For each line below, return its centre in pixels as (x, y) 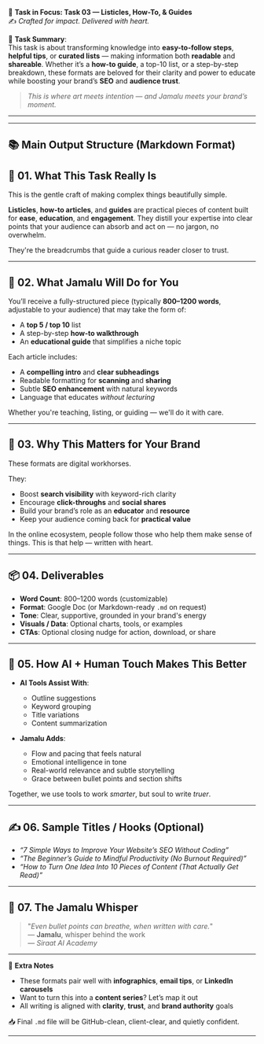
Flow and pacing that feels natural (86, 754)
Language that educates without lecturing (87, 397)
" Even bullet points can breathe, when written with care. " (120, 926)
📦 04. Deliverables (56, 575)
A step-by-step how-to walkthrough (79, 334)
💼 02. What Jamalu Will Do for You (93, 282)
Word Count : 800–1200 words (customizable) (93, 599)
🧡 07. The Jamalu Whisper (73, 908)
